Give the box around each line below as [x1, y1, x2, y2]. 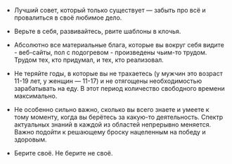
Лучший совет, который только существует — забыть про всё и [13, 6, 206, 14]
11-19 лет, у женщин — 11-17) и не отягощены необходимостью [13, 77, 202, 85]
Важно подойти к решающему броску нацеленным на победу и [13, 128, 206, 136]
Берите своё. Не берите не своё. [13, 149, 113, 157]
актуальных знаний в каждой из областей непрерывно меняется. [13, 120, 212, 129]
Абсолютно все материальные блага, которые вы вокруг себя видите [13, 41, 225, 49]
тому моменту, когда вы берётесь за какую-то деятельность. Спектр [13, 113, 224, 121]
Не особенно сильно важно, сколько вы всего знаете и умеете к [13, 106, 210, 113]
